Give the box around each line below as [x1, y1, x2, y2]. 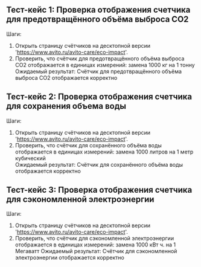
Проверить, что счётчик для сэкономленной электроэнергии [14, 235, 174, 242]
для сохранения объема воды [6, 101, 127, 111]
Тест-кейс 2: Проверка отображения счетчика [6, 92, 192, 102]
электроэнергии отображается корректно [14, 254, 125, 262]
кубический [14, 154, 46, 162]
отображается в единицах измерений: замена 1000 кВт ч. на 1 [14, 241, 176, 248]
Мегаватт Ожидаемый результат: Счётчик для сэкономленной [14, 248, 177, 255]
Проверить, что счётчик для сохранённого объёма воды [14, 141, 162, 149]
